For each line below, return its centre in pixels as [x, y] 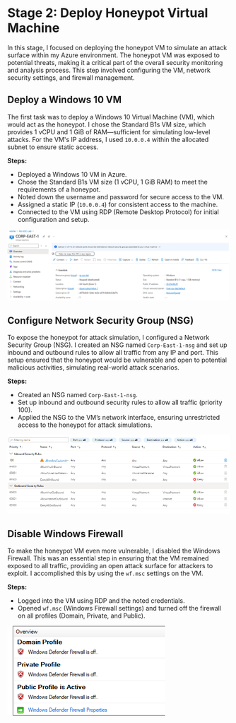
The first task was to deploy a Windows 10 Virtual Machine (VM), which [111, 117]
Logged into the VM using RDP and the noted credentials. [101, 601]
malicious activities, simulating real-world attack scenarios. [94, 368]
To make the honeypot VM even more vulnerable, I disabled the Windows [114, 551]
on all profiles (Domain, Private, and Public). [81, 616]
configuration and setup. [53, 219]
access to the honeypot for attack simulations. [85, 425]
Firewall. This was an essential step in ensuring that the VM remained [108, 558]
